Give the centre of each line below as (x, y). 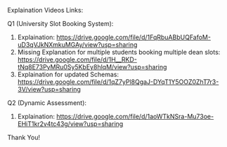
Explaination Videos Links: (45, 10)
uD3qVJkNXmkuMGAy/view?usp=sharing (77, 44)
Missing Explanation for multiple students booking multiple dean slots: (119, 52)
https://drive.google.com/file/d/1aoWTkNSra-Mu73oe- (135, 116)
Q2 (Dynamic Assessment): (47, 103)
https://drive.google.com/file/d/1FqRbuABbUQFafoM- (133, 37)
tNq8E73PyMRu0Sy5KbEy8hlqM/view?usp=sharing (92, 67)
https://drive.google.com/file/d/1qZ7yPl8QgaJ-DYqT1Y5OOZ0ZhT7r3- (118, 82)
